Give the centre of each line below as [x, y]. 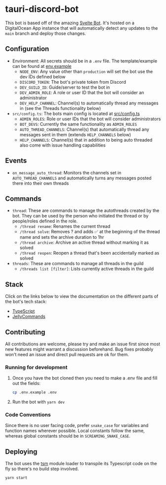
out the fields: [26, 383]
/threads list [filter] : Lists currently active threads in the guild [87, 269]
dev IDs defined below [42, 77]
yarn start [16, 478]
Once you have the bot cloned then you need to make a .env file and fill [85, 378]
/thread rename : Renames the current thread [65, 226]
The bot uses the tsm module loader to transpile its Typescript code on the [81, 464]
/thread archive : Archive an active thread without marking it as [84, 242]
